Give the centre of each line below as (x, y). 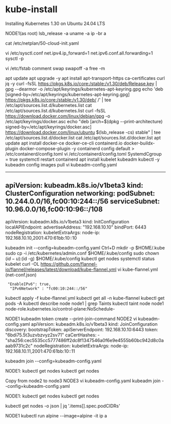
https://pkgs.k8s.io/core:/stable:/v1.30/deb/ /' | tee (58, 100)
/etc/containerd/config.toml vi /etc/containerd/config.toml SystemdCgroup (83, 154)
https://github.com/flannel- (69, 264)
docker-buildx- (139, 143)
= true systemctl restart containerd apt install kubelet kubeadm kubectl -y (82, 159)
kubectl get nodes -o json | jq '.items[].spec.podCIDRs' (63, 406)
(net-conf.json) (21, 275)
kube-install (31, 9)
